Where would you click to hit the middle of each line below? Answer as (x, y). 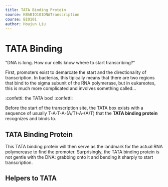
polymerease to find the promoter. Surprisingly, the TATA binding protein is (82, 152)
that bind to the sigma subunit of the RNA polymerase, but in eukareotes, (80, 83)
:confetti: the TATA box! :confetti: (39, 98)
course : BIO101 (21, 19)
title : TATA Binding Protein (36, 10)
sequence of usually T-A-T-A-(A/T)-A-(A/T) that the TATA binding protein (81, 113)
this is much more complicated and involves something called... (71, 88)
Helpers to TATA (31, 178)
